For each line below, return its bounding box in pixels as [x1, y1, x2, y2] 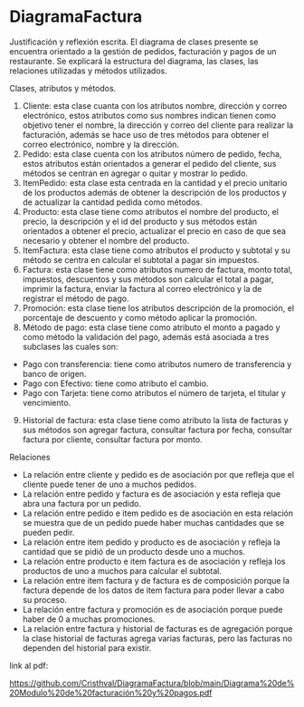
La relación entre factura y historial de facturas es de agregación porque [22, 623, 293, 634]
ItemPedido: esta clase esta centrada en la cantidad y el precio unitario [22, 177, 288, 188]
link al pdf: [9, 660, 49, 671]
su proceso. [22, 594, 68, 605]
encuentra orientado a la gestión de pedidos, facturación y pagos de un [9, 45, 277, 56]
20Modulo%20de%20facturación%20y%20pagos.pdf [9, 687, 213, 698]
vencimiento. [22, 397, 71, 408]
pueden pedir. [22, 527, 75, 538]
